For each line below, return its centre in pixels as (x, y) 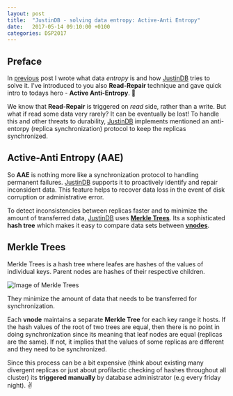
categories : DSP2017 (37, 33)
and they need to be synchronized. (57, 349)
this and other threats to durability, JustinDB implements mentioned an (108, 121)
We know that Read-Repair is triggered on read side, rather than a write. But (117, 107)
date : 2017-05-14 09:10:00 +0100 (59, 26)
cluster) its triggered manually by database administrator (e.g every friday (114, 377)
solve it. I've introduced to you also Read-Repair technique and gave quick (114, 86)
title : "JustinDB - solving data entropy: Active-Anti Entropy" (104, 20)
